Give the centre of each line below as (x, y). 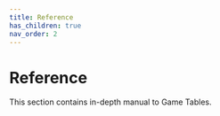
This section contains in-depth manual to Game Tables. (110, 102)
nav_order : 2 (33, 34)
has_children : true (45, 26)
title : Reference (41, 17)
